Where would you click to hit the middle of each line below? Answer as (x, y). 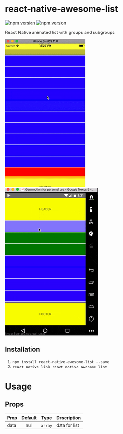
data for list (68, 425)
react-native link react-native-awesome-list (60, 367)
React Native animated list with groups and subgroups (60, 32)
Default (29, 418)
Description (69, 418)
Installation (23, 350)
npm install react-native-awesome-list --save (61, 362)
